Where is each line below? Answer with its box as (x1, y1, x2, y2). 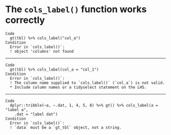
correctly (5, 14, 45, 26)
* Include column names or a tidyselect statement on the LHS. (10, 85, 147, 90)
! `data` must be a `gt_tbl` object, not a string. (10, 125, 122, 130)
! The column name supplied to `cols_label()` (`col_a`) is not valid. (10, 80, 165, 85)
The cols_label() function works (5, 4, 147, 15)
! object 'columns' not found (10, 49, 74, 54)
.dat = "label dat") (14, 112, 58, 117)
